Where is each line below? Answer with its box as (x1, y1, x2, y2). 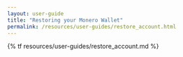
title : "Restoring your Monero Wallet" (7, 17, 124, 24)
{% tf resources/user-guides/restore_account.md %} (7, 42, 159, 51)
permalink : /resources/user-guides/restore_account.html (7, 23, 177, 30)
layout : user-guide (7, 10, 64, 17)
